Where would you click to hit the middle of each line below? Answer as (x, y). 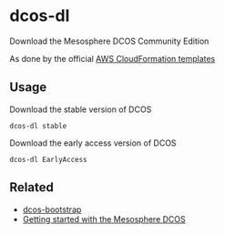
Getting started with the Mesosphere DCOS (104, 219)
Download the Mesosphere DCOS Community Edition (109, 41)
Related (32, 188)
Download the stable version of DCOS (81, 109)
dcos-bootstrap (52, 209)
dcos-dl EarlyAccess (49, 159)
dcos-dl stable (38, 126)
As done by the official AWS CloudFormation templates (112, 58)
